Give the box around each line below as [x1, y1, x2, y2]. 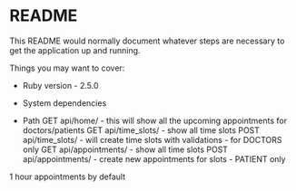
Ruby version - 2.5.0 [22, 80, 99, 91]
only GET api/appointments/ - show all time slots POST [22, 144, 229, 155]
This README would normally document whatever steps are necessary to [9, 35, 285, 46]
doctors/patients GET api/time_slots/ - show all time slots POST [22, 124, 261, 136]
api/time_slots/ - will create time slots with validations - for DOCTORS [22, 134, 282, 145]
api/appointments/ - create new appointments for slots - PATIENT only [22, 153, 286, 164]
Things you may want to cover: [9, 62, 125, 73]
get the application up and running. [9, 44, 141, 55]
